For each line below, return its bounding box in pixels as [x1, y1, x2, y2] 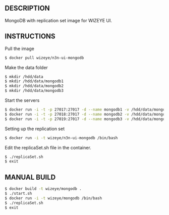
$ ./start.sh [5, 191, 32, 196]
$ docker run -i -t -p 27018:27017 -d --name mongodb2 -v [5, 112, 129, 117]
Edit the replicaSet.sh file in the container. [5, 144, 91, 150]
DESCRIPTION [5, 4, 50, 13]
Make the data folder [5, 64, 48, 70]
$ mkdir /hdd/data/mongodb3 [5, 88, 64, 93]
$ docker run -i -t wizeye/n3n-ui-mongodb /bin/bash [5, 135, 118, 140]
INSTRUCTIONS [5, 32, 56, 41]
